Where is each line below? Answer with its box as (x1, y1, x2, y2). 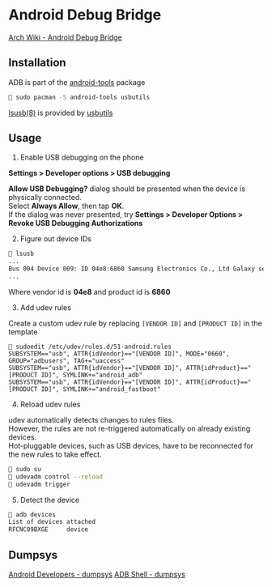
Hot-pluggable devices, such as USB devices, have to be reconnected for (8, 440, 253, 450)
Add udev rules (19, 302, 71, 313)
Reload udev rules (19, 399, 81, 409)
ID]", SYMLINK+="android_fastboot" (40, 385, 161, 393)
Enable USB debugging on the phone (19, 152, 144, 163)
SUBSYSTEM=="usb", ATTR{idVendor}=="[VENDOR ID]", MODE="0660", (8, 350, 230, 358)
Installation (8, 56, 66, 70)
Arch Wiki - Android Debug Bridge (8, 32, 123, 42)
